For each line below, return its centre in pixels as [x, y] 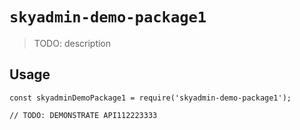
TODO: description [72, 43]
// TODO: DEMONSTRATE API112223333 [83, 115]
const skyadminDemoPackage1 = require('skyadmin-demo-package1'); [150, 98]
